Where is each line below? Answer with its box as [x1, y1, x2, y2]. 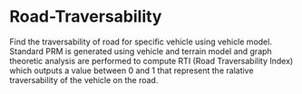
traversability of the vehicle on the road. [9, 74, 159, 85]
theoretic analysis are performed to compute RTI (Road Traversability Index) [9, 55, 294, 66]
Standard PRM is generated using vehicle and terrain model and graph [9, 45, 272, 56]
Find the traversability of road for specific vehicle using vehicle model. [9, 36, 272, 47]
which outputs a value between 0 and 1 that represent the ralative [9, 65, 254, 76]
